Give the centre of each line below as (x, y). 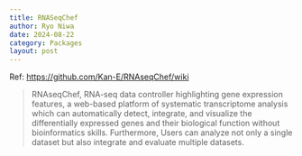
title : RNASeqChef (44, 18)
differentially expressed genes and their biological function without (156, 124)
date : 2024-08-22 (42, 34)
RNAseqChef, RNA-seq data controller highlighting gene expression (157, 95)
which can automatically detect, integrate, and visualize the (142, 114)
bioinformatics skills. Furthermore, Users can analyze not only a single (162, 133)
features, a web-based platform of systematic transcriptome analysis (160, 104)
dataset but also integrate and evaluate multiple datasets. (138, 142)
